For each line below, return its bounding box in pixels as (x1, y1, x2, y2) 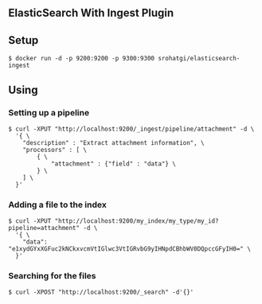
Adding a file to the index (8, 199, 108, 210)
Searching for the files (8, 271, 96, 282)
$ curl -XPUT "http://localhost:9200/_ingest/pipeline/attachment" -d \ (8, 125, 255, 133)
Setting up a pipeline (8, 107, 90, 118)
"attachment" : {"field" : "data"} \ (50, 159, 177, 168)
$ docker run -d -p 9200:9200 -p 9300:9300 (8, 55, 155, 63)
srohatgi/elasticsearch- (158, 55, 240, 63)
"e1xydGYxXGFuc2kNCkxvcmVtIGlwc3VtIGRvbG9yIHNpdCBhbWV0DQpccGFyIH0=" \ (8, 245, 251, 253)
